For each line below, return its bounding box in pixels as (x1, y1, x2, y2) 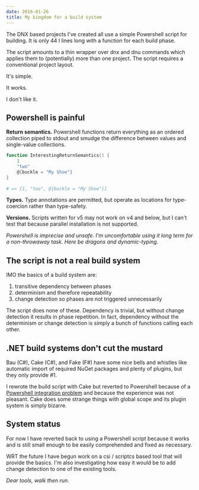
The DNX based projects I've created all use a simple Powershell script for (6, 30, 188, 37)
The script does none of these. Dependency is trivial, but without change (6, 307, 185, 314)
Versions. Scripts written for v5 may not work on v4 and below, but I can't (6, 214, 187, 222)
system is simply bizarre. (6, 402, 67, 409)
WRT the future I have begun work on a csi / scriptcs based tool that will (6, 453, 182, 460)
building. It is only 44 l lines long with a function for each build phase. (6, 37, 176, 44)
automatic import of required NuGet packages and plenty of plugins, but (6, 365, 182, 372)
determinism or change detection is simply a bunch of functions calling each (6, 320, 193, 327)
